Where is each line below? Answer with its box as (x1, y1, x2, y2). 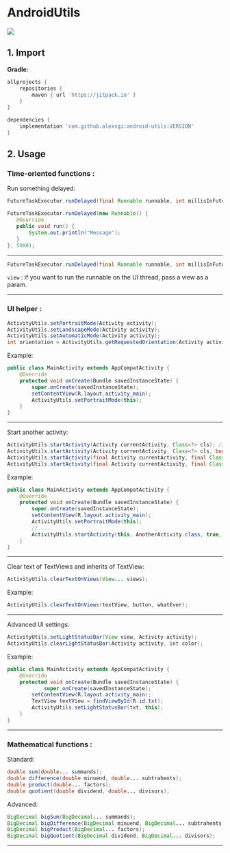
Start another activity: (7, 428, 68, 437)
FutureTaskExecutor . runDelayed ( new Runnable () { (7, 210, 149, 217)
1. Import (7, 47, 46, 59)
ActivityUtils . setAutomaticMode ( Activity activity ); (7, 332, 161, 339)
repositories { (19, 84, 63, 92)
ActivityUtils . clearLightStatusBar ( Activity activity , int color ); (7, 640, 204, 647)
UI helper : (7, 304, 42, 314)
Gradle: (7, 65, 29, 73)
